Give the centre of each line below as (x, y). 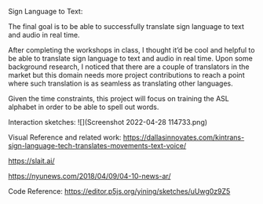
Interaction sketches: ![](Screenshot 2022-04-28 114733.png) (108, 122)
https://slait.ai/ (31, 161)
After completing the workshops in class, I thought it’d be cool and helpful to (131, 50)
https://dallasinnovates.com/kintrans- (184, 137)
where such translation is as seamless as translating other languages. (121, 83)
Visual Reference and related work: (65, 137)
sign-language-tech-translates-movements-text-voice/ (97, 146)
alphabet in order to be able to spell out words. (84, 107)
